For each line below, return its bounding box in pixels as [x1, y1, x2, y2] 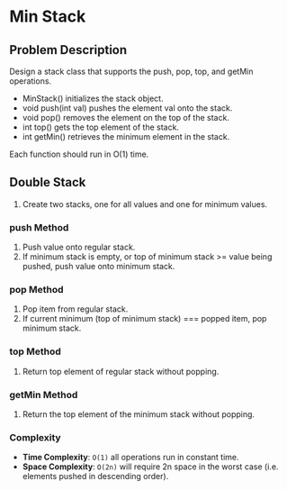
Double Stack [9, 175, 86, 190]
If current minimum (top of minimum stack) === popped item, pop [22, 313, 267, 324]
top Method [9, 345, 61, 358]
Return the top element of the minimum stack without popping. [22, 409, 255, 420]
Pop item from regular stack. [22, 304, 129, 314]
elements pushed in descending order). [22, 471, 169, 482]
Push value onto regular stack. [22, 241, 136, 253]
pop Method [9, 284, 65, 296]
